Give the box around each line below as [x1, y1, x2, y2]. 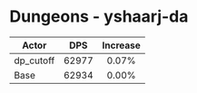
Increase [102, 39, 141, 51]
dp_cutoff [14, 54, 55, 67]
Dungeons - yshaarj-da [9, 6, 189, 27]
